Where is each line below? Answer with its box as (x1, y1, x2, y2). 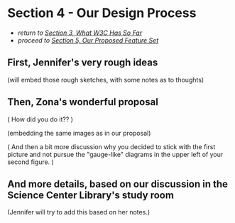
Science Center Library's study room (7, 189, 174, 201)
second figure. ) (7, 158, 55, 166)
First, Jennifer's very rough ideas (7, 57, 158, 69)
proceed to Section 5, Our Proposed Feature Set (17, 36, 159, 44)
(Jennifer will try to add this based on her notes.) (7, 208, 151, 217)
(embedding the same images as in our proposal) (7, 129, 151, 137)
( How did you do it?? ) (7, 115, 73, 124)
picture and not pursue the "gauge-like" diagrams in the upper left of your (7, 150, 224, 158)
